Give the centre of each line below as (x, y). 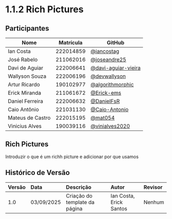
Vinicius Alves (25, 126)
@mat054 (103, 118)
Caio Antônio (24, 109)
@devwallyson (108, 76)
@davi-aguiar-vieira (115, 68)
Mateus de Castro (29, 118)
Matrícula (71, 43)
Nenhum (154, 202)
